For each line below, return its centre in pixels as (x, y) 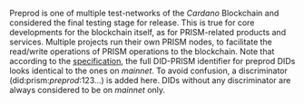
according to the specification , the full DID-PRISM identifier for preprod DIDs (152, 61)
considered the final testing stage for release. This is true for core (132, 23)
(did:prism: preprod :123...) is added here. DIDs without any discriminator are (150, 80)
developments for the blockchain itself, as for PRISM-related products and (148, 32)
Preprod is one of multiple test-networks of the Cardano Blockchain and (144, 13)
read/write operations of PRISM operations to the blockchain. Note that (142, 52)
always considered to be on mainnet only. (88, 90)
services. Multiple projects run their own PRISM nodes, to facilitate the (141, 42)
